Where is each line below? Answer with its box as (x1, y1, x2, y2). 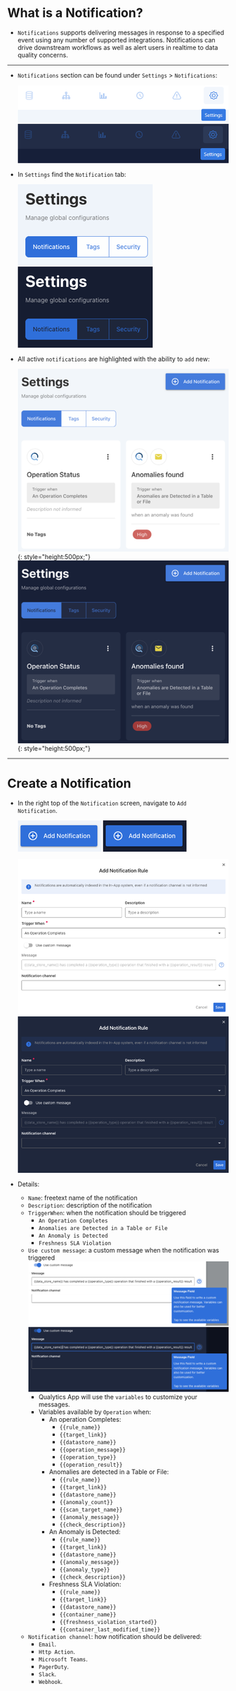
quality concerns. (17, 51, 68, 59)
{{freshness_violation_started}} (59, 1619, 157, 1626)
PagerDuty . (38, 1662, 69, 1671)
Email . (38, 1640, 57, 1649)
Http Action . (38, 1647, 76, 1656)
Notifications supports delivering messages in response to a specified (17, 28, 225, 37)
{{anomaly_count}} (59, 1499, 114, 1506)
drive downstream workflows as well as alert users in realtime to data (17, 43, 218, 51)
